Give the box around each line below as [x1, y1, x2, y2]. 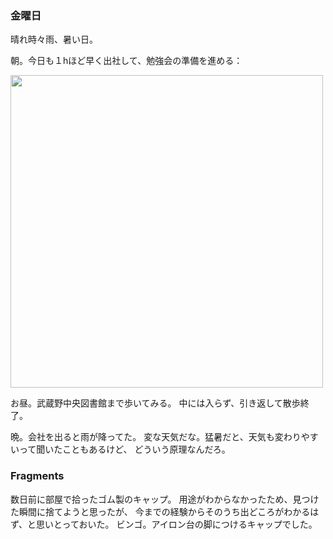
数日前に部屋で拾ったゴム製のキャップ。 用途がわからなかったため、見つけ [10, 493, 320, 505]
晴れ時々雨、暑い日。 [10, 33, 98, 46]
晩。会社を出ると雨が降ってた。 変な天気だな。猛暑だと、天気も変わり [10, 431, 302, 443]
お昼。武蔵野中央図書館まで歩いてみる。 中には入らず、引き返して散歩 [10, 397, 301, 409]
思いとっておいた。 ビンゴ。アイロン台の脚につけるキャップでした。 [36, 518, 318, 530]
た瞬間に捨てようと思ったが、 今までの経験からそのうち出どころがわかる [10, 505, 311, 517]
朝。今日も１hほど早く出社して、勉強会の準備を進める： [10, 55, 243, 67]
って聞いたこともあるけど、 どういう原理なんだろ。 [18, 443, 231, 456]
